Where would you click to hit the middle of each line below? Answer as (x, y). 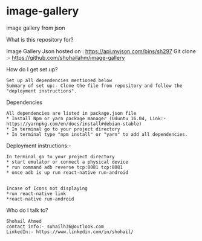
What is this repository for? (40, 39)
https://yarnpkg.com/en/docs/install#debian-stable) (74, 124)
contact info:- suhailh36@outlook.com (55, 227)
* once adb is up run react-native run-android (67, 172)
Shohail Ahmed (24, 221)
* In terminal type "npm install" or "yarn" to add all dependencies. (97, 134)
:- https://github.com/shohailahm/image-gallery (66, 57)
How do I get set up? (32, 69)
